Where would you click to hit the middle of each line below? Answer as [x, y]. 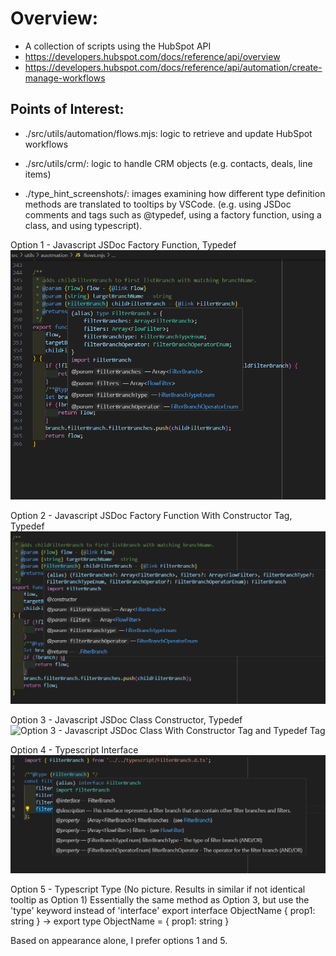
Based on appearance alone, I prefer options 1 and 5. [119, 940]
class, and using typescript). [83, 225]
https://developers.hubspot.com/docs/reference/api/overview [152, 56]
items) [38, 174]
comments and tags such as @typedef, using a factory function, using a [173, 214]
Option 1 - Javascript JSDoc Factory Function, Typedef [123, 244]
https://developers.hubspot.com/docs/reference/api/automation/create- [173, 67]
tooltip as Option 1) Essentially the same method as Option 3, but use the [160, 899]
